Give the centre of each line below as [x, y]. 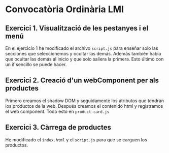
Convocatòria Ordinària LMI [65, 9]
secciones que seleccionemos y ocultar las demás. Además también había [83, 54]
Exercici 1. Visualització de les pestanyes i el [77, 28]
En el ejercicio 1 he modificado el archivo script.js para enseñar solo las [82, 48]
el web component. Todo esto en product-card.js [57, 111]
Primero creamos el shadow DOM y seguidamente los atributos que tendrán [84, 101]
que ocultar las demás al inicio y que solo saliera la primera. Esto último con [84, 59]
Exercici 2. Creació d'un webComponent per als [82, 81]
